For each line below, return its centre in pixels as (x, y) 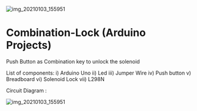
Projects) (29, 46)
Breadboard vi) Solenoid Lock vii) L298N (55, 79)
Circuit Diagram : (26, 90)
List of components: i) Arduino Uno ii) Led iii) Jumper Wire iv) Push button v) (98, 73)
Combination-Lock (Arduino (76, 33)
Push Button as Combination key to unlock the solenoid (73, 61)
